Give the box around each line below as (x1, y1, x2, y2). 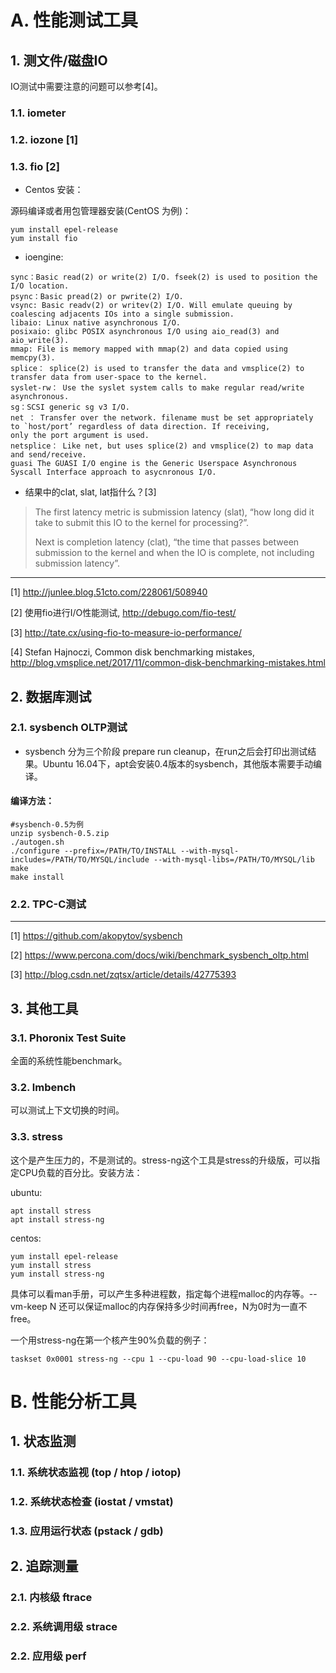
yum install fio (10, 234, 78, 244)
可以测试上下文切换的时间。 (10, 1104, 125, 1116)
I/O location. (10, 281, 70, 291)
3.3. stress (10, 1130, 63, 1144)
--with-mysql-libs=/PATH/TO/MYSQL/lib (153, 855, 315, 865)
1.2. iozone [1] (10, 132, 79, 146)
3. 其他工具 (10, 1000, 79, 1017)
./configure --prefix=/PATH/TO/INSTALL (10, 846, 177, 856)
